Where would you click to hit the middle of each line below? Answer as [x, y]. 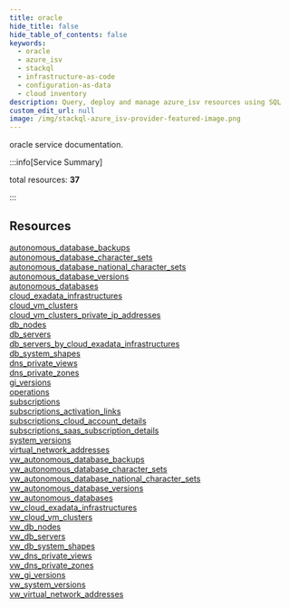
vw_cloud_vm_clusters [51, 516]
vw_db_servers [38, 536]
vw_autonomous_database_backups [77, 459]
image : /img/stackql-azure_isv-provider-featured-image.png [125, 119]
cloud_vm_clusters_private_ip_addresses [85, 314]
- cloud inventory [53, 93]
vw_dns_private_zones [52, 565]
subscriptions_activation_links [65, 411]
